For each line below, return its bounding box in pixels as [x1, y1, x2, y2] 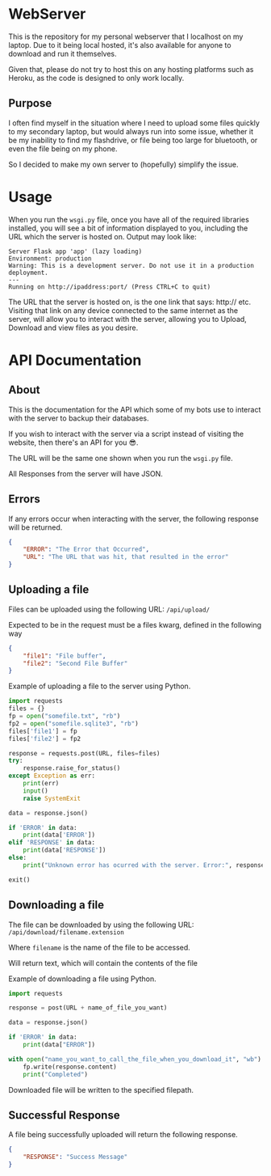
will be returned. [8, 522, 63, 532]
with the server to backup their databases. [8, 413, 149, 423]
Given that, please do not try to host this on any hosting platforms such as [8, 64, 254, 74]
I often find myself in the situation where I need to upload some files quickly [8, 118, 261, 128]
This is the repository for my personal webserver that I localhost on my [8, 32, 244, 41]
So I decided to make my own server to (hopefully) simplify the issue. [8, 159, 239, 169]
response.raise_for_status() [23, 764, 121, 772]
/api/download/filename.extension [8, 928, 125, 937]
